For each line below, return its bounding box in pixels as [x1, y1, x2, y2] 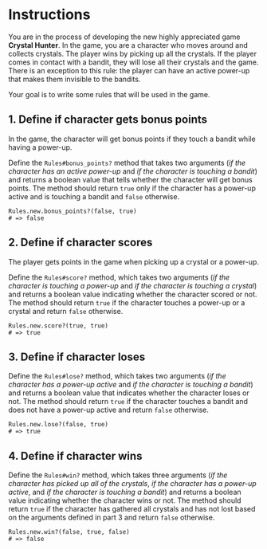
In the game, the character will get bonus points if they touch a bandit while [8, 134, 257, 143]
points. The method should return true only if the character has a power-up [8, 183, 257, 193]
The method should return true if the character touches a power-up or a [8, 297, 245, 308]
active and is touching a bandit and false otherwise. [8, 191, 180, 201]
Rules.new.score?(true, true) [8, 321, 109, 330]
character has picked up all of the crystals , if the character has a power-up [8, 479, 257, 488]
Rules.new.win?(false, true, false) [8, 528, 130, 536]
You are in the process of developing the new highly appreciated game [8, 32, 241, 41]
